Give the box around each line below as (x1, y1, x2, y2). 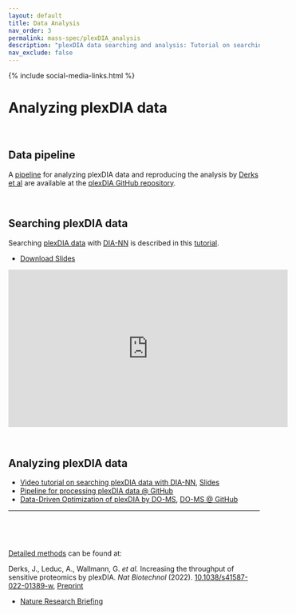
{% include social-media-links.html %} (8, 71, 136, 80)
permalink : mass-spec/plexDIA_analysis (8, 34, 141, 42)
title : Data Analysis (8, 19, 81, 27)
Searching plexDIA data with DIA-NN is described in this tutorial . (8, 237, 219, 248)
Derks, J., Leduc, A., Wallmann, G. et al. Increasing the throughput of (8, 564, 235, 574)
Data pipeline (8, 149, 76, 162)
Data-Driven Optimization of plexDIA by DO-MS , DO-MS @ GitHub (19, 495, 238, 504)
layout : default (8, 11, 62, 20)
